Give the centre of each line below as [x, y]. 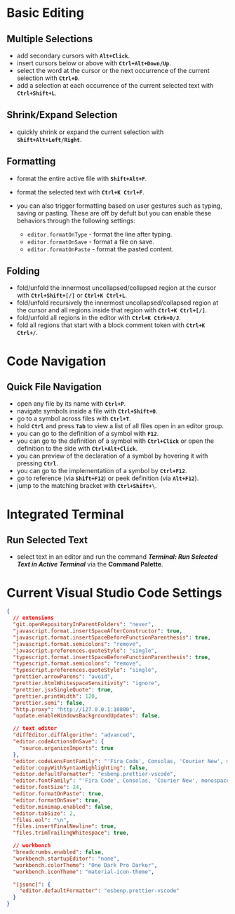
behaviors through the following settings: [76, 220]
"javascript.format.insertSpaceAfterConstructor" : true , [98, 631]
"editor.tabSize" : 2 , [45, 813]
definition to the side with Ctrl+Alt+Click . [77, 449]
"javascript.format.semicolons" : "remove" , [77, 644]
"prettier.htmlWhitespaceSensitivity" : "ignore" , [87, 683]
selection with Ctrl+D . [48, 78]
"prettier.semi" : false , [49, 703]
